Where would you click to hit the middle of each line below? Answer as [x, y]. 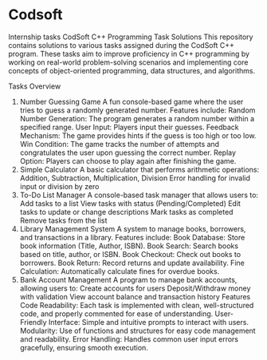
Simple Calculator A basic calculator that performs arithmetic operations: [139, 169]
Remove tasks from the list [63, 220]
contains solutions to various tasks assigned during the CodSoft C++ [122, 45]
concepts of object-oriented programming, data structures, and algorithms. [132, 70]
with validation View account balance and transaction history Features [135, 296]
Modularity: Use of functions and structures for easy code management [138, 330]
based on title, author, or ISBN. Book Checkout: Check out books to [130, 254]
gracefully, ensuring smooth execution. [84, 347]
